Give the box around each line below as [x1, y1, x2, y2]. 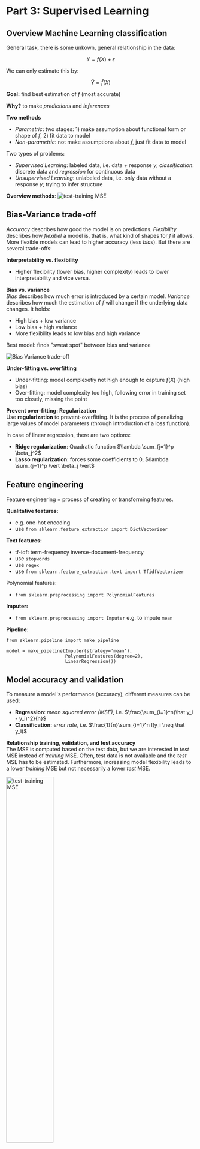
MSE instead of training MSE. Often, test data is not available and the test [6, 752, 187, 759]
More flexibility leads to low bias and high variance [14, 329, 141, 337]
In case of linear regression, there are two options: [6, 431, 131, 438]
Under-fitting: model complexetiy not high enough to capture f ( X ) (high [14, 376, 190, 383]
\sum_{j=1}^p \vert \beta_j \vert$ [14, 462, 95, 469]
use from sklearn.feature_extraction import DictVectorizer [14, 525, 168, 532]
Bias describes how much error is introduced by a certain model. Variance [6, 293, 190, 300]
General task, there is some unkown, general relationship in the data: [6, 44, 175, 51]
